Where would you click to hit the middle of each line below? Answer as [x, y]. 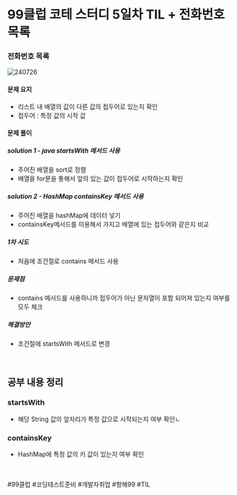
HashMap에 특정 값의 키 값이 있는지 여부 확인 [81, 455]
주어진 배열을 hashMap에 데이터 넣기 [69, 216]
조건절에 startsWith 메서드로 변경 [64, 344]
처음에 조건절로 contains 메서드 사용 [68, 261]
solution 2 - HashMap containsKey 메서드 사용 [76, 196]
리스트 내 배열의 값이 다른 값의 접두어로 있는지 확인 [88, 107]
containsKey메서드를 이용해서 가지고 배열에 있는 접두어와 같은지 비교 [113, 224]
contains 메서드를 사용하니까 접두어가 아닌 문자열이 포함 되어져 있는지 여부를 [124, 298]
